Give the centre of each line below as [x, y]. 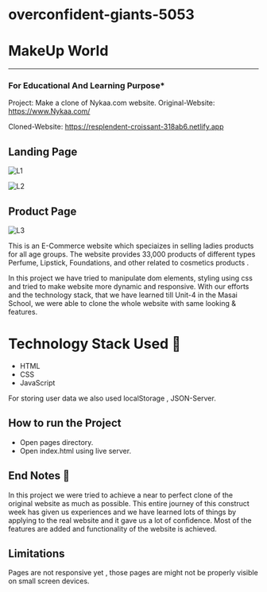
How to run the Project [65, 423]
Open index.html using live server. [75, 451]
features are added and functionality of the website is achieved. [112, 528]
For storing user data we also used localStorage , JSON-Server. [112, 398]
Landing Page [43, 151]
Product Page [43, 211]
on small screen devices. [49, 581]
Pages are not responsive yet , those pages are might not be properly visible [133, 573]
